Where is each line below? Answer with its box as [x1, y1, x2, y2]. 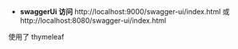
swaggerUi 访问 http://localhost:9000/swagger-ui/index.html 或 [19, 7, 230, 16]
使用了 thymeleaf [8, 32, 65, 41]
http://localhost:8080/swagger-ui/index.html [19, 16, 166, 25]
